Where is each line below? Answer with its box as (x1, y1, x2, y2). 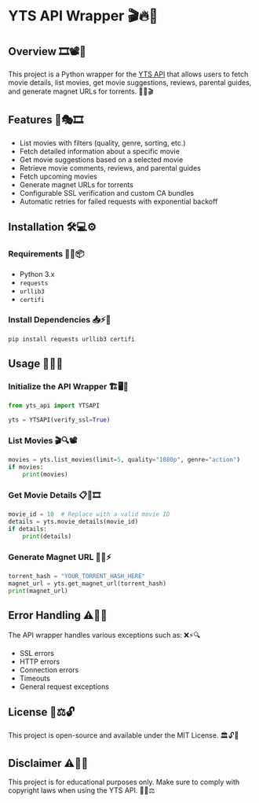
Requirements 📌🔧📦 (8, 249, 85, 260)
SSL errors (19, 648, 55, 658)
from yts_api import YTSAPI (8, 402, 100, 410)
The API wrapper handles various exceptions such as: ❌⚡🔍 (8, 630, 201, 639)
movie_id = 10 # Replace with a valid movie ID (8, 510, 170, 518)
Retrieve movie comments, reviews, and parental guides (19, 163, 202, 172)
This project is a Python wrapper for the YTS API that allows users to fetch (8, 69, 249, 79)
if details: (8, 525, 47, 533)
